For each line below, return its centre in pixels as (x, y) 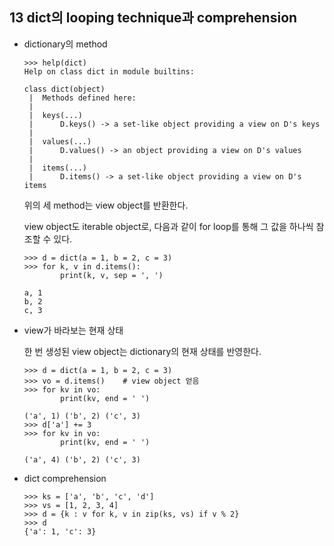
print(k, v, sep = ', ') (112, 275)
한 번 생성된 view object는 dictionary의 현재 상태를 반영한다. (142, 351)
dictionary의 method (65, 44)
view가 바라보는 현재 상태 (73, 330)
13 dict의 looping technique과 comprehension (153, 18)
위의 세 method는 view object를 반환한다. (106, 205)
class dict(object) (64, 89)
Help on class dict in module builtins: (109, 71)
